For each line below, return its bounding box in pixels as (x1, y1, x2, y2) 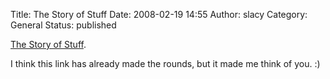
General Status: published (10, 19, 117, 31)
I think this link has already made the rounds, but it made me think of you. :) (10, 58, 321, 69)
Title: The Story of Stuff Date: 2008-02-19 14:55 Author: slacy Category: (10, 9, 308, 20)
